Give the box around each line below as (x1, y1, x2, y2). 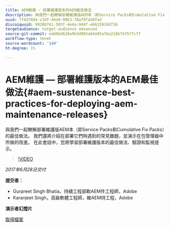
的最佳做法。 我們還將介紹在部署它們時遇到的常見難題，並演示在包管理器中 (5, 133, 164, 139)
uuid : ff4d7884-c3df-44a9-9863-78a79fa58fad (5, 17, 102, 22)
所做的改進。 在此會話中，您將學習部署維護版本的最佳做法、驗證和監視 (5, 139, 155, 145)
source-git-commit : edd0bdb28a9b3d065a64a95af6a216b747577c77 (5, 31, 141, 36)
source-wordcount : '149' (5, 41, 58, 46)
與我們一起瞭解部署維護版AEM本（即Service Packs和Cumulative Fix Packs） (5, 126, 167, 132)
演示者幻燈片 (5, 205, 32, 212)
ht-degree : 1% (5, 46, 36, 51)
